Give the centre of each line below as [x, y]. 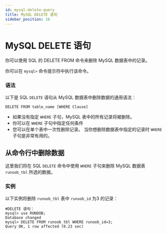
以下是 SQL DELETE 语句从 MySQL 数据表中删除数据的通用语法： [71, 97]
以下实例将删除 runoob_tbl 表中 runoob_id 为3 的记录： [62, 198]
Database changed [23, 217]
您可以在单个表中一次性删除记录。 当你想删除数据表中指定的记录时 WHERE [87, 129]
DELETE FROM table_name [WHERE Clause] [47, 107]
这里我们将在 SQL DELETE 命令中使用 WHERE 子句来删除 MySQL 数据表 [75, 166]
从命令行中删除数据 [35, 153]
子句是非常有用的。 [32, 136]
